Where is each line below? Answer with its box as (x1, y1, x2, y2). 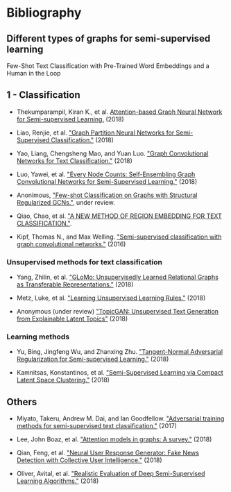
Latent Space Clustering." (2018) (16, 376, 110, 384)
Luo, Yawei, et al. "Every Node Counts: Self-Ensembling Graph (16, 170, 196, 178)
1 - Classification (6, 89, 80, 101)
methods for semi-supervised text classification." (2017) (16, 422, 178, 430)
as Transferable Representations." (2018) (16, 280, 134, 289)
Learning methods (6, 332, 70, 341)
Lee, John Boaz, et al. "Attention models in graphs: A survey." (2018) (16, 435, 212, 443)
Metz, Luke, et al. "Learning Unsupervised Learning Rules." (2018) (16, 294, 206, 303)
